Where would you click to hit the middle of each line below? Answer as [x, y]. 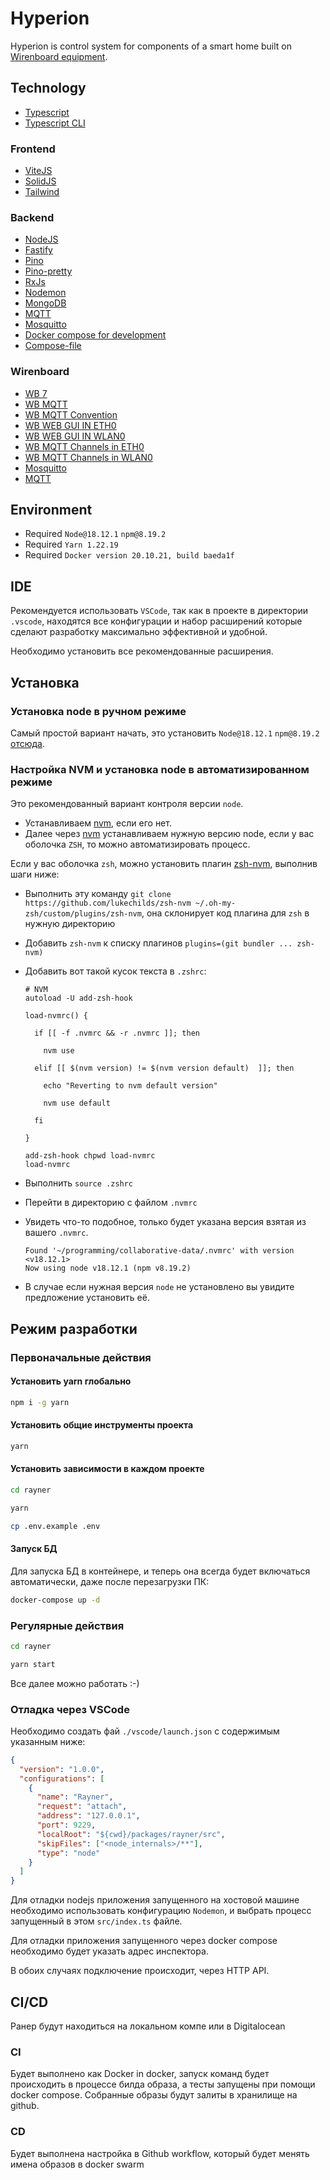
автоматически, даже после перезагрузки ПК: [110, 1581]
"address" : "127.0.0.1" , [88, 1816]
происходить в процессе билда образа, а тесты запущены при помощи [163, 2084]
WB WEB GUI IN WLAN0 [75, 436]
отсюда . [27, 743]
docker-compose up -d [55, 1600]
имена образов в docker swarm [77, 2164]
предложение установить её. [87, 1298]
